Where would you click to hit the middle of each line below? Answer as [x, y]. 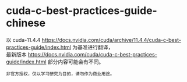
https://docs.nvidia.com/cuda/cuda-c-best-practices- [92, 54]
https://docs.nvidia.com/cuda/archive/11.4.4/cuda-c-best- [112, 40]
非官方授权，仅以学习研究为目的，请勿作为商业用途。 [60, 74]
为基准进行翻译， [93, 47]
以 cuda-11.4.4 [23, 40]
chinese [26, 23]
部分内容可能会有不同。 [76, 62]
